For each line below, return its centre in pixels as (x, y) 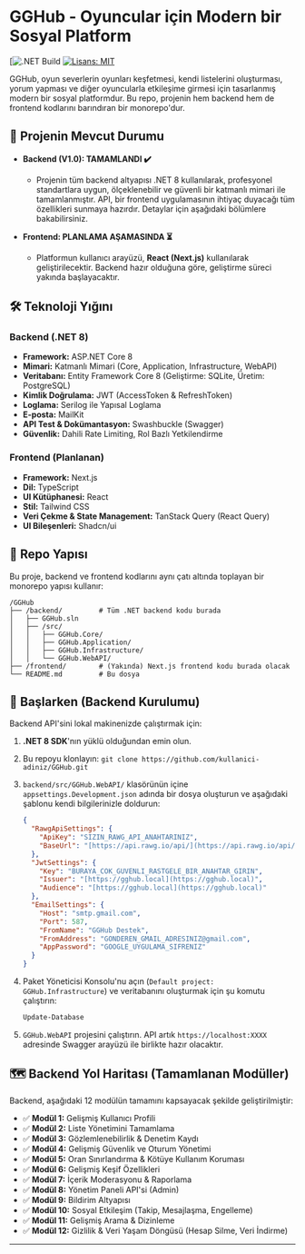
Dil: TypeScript (50, 487)
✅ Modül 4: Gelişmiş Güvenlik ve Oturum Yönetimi (117, 1149)
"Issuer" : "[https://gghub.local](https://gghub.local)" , (151, 880)
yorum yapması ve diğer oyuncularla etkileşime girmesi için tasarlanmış (143, 88)
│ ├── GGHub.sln (44, 618)
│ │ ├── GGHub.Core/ (56, 634)
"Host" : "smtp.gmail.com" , (90, 913)
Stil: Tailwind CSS (56, 506)
